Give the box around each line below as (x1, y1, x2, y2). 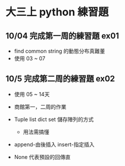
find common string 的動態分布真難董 (14, 48, 105, 54)
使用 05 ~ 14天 (14, 90, 50, 97)
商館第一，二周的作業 (14, 103, 66, 110)
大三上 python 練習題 (5, 5, 109, 19)
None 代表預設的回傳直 (14, 153, 71, 160)
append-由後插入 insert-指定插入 (14, 141, 95, 148)
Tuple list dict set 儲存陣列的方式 (14, 116, 94, 123)
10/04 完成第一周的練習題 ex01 (5, 31, 120, 41)
